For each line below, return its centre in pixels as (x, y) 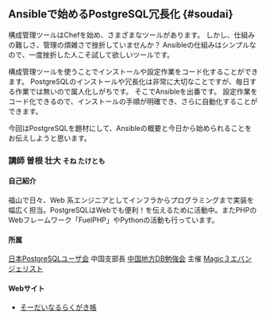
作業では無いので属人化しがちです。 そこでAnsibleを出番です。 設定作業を (136, 91)
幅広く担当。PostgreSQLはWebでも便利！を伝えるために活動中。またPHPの (133, 209)
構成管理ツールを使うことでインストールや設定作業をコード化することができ (133, 71)
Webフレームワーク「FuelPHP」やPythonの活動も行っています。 (114, 220)
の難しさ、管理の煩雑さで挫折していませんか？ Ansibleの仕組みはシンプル (129, 44)
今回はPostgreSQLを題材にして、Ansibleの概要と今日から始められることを (130, 128)
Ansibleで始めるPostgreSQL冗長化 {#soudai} (121, 14)
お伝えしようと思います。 (50, 138)
